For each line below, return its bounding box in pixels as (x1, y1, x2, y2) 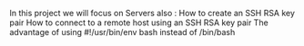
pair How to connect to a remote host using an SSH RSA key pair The (9, 17, 269, 28)
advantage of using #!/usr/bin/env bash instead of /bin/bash (9, 27, 236, 37)
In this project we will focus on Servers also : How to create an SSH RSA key (9, 8, 296, 18)
